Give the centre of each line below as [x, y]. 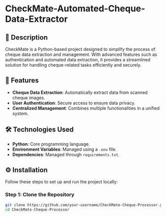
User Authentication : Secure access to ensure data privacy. [74, 103]
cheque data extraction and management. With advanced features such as [81, 54]
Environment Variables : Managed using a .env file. [64, 149]
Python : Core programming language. [51, 144]
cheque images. [29, 97]
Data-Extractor [37, 19]
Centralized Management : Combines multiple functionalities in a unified [86, 108]
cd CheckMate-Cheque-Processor [37, 210]
